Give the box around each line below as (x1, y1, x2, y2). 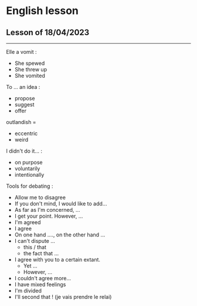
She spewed (14, 60, 45, 67)
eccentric (14, 130, 38, 137)
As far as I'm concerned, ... (14, 207, 80, 213)
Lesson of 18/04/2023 (6, 27, 90, 37)
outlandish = (6, 119, 36, 125)
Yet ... (23, 262, 38, 269)
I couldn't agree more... (14, 275, 72, 281)
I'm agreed (14, 219, 41, 226)
